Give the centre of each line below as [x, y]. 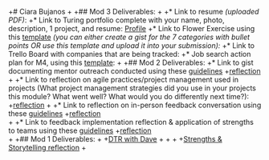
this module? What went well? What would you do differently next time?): [129, 96]
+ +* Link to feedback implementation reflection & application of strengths [131, 122]
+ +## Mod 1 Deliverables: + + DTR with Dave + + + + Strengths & [115, 139]
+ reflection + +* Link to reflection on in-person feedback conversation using [135, 105]
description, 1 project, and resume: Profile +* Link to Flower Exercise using [132, 28]
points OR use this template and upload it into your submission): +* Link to [132, 46]
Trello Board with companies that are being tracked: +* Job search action [130, 54]
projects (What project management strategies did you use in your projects [132, 88]
